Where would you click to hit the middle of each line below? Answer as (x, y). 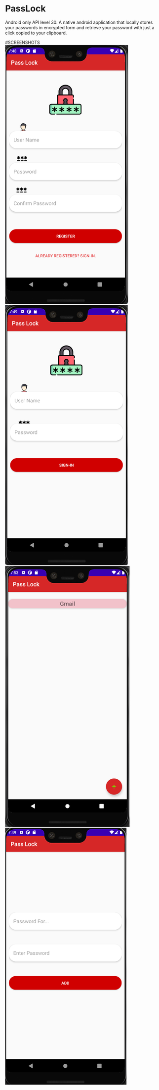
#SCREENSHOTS (23, 42)
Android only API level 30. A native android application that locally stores (79, 22)
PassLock (25, 9)
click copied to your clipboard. (36, 33)
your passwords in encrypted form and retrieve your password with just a (80, 27)
